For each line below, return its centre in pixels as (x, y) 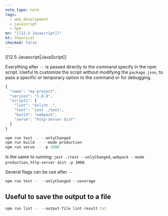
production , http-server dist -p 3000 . (46, 162)
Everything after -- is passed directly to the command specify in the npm (81, 66)
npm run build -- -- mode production (44, 142)
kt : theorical (20, 38)
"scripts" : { (23, 101)
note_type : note (22, 10)
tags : (11, 15)
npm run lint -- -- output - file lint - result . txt (56, 208)
